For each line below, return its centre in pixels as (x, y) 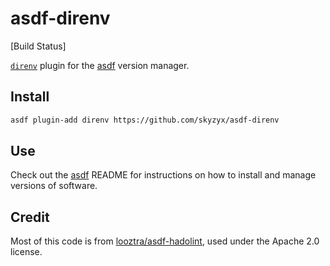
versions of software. (54, 186)
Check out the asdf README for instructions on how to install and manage (163, 175)
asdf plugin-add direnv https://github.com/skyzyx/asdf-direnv (145, 120)
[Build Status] (38, 46)
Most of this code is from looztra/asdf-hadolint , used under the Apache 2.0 (165, 241)
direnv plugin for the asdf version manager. (100, 65)
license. (26, 252)
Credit (30, 217)
